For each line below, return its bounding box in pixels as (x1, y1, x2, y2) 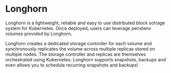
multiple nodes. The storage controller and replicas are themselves (5, 51, 146, 57)
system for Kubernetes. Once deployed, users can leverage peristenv (5, 25, 152, 31)
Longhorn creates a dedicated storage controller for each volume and (5, 40, 152, 46)
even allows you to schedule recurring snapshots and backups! (5, 62, 139, 68)
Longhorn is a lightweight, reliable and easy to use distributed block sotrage (5, 20, 165, 26)
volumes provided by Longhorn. (5, 30, 72, 36)
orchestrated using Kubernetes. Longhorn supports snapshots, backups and (5, 56, 166, 62)
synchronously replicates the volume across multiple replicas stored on (5, 46, 155, 52)
